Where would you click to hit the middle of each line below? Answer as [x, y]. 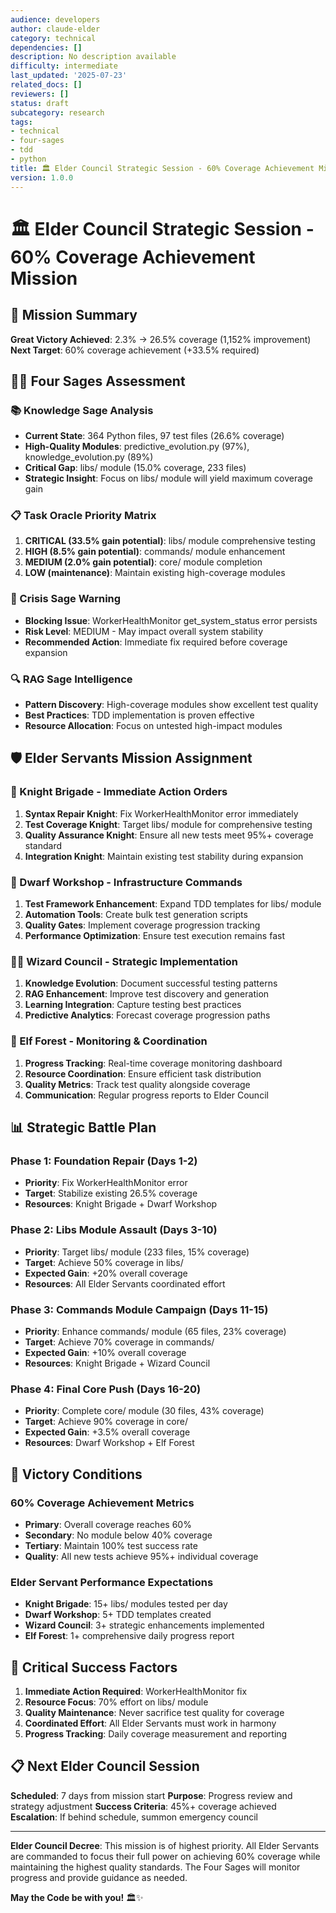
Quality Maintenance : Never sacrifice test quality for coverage [154, 1713]
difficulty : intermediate [64, 66]
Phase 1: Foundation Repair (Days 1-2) [104, 1161]
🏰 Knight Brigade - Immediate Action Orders [119, 792]
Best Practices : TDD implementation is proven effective [139, 715]
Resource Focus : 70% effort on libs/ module [116, 1702]
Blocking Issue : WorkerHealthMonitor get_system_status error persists [171, 620]
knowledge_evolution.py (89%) [89, 457]
